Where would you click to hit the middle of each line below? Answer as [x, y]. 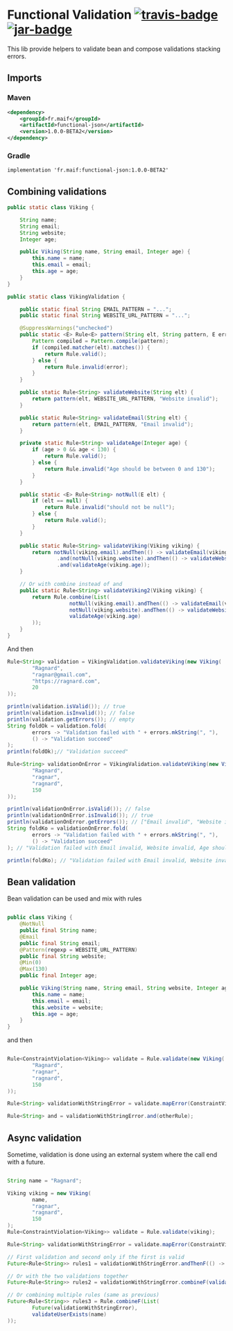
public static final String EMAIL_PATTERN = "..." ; [96, 309]
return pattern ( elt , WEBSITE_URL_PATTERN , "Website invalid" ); [125, 399]
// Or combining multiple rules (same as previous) [83, 1295]
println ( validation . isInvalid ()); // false [71, 713]
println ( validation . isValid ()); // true [67, 707]
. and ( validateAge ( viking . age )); [103, 565]
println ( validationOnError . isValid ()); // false [79, 809]
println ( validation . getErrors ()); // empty [71, 719]
